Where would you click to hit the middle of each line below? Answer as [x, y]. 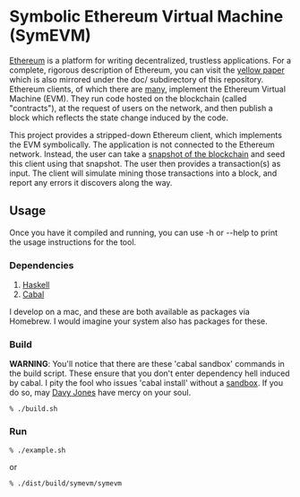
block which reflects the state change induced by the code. [119, 118]
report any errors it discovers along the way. [91, 182]
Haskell [36, 285]
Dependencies [42, 265]
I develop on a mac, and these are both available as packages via [130, 312]
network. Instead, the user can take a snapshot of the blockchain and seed [147, 153]
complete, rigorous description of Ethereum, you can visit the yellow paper [147, 70]
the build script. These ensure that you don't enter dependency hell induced [150, 373]
